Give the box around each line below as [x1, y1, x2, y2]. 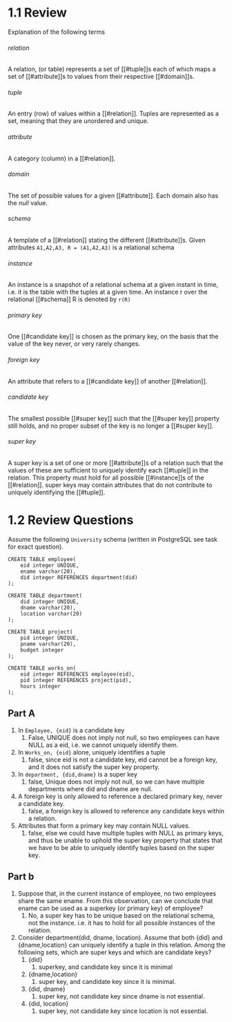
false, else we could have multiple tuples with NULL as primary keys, [28, 829, 224, 837]
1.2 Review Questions [8, 513, 134, 528]
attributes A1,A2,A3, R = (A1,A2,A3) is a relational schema [8, 243, 175, 252]
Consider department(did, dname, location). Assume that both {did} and [17, 933, 223, 941]
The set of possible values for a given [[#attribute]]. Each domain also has [8, 191, 219, 200]
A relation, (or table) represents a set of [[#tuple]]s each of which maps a [8, 65, 216, 73]
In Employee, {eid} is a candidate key [17, 726, 125, 734]
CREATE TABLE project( [8, 628, 73, 635]
